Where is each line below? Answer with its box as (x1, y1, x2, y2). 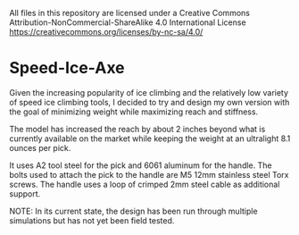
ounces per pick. (9, 142, 71, 153)
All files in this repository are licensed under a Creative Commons (9, 8, 250, 18)
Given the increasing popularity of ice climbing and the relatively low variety (9, 87, 288, 97)
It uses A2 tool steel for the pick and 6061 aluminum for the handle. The (9, 160, 272, 171)
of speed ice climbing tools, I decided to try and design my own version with (9, 97, 290, 107)
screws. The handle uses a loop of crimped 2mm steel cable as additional (9, 179, 280, 189)
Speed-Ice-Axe (9, 58, 125, 79)
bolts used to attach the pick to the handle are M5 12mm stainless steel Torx (9, 169, 289, 180)
